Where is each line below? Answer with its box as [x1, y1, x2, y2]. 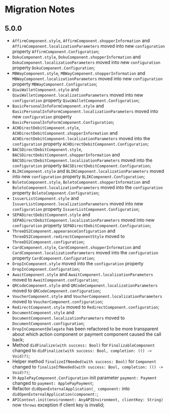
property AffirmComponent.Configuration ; [12, 49, 100, 54]
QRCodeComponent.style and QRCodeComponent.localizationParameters [12, 282, 158, 288]
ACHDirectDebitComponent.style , [12, 124, 80, 131]
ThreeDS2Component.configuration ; [12, 239, 85, 245]
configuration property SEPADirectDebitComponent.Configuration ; [12, 223, 151, 228]
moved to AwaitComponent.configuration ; [12, 277, 99, 282]
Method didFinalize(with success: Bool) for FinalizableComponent [12, 342, 155, 348]
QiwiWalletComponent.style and [12, 86, 79, 93]
